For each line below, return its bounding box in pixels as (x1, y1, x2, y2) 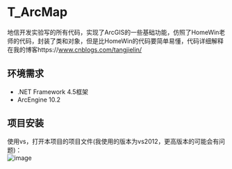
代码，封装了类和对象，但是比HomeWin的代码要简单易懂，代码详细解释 (19, 36, 224, 45)
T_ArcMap (7, 4, 68, 20)
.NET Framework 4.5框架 (17, 88, 89, 96)
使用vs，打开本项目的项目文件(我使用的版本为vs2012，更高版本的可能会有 (7, 137, 219, 145)
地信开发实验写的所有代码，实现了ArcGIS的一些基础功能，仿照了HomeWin (7, 28, 219, 36)
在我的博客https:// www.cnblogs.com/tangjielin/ (7, 45, 142, 54)
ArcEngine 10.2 (17, 95, 61, 104)
